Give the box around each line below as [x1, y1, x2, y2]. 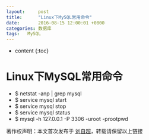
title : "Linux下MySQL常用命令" [6, 14, 93, 20]
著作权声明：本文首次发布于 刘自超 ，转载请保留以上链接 [6, 127, 143, 135]
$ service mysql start [14, 97, 67, 104]
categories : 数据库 [6, 25, 52, 32]
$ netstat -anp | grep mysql [14, 90, 82, 97]
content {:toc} [14, 47, 49, 54]
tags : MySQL [6, 31, 42, 37]
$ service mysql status [14, 109, 71, 116]
